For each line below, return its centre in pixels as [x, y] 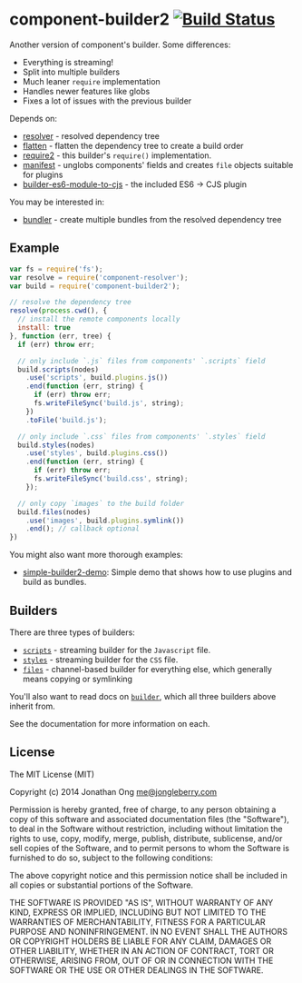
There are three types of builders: [73, 632]
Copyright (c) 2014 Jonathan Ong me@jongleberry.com [113, 791]
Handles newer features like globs [86, 91]
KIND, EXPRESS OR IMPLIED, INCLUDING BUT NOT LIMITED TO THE [138, 912]
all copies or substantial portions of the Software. [101, 885]
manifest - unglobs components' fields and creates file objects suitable [158, 164]
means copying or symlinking [78, 679]
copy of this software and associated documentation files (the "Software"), [150, 819]
